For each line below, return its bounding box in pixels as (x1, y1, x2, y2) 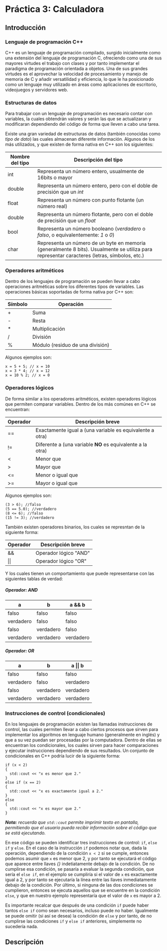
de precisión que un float (37, 217, 96, 224)
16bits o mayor (37, 174, 73, 181)
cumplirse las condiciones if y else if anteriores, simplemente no (5, 918, 142, 924)
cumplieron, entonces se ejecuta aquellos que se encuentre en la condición (5, 887, 160, 893)
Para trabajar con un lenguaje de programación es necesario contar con (5, 111, 153, 117)
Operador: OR (5, 648, 35, 654)
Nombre (10, 153, 30, 160)
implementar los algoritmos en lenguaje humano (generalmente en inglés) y (5, 732, 160, 737)
